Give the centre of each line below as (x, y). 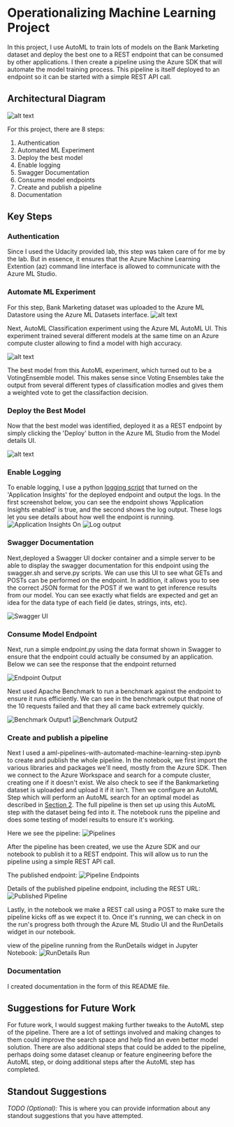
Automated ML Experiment (56, 150)
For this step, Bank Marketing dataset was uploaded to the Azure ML (106, 307)
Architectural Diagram (57, 99)
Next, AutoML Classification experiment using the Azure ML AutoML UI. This (117, 328)
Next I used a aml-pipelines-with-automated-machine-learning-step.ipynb (114, 753)
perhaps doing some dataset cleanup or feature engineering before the (110, 1055)
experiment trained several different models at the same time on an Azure (113, 335)
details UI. (22, 441)
